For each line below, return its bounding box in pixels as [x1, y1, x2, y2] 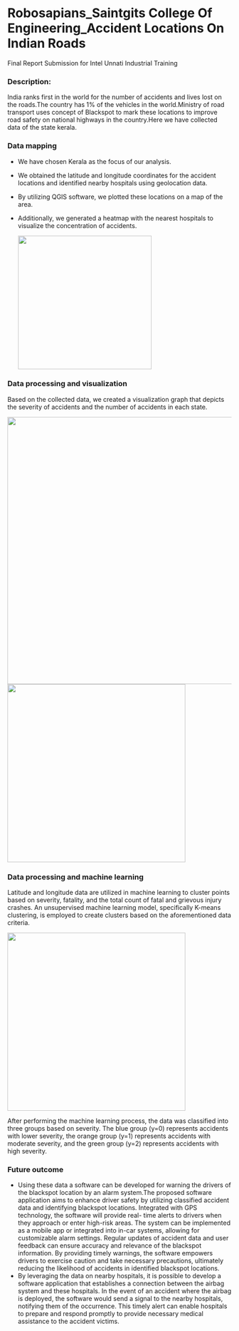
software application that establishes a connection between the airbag [17, 1279, 225, 1288]
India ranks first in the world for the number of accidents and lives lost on [7, 93, 222, 101]
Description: [7, 76, 51, 86]
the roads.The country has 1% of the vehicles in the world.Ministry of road [7, 100, 225, 109]
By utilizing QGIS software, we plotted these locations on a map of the [17, 192, 223, 201]
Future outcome [7, 1165, 64, 1175]
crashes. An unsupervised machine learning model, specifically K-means [7, 903, 221, 912]
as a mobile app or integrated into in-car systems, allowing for [17, 1226, 201, 1235]
